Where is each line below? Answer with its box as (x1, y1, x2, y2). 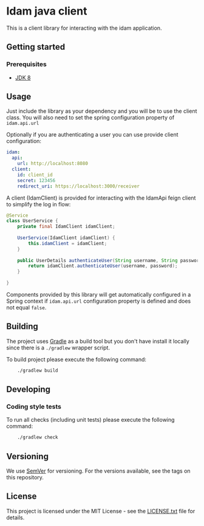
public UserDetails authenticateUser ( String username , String (17, 257, 178, 263)
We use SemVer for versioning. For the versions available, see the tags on (6, 467, 191, 474)
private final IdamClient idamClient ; (17, 223, 115, 230)
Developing (6, 384, 50, 395)
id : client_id (17, 172, 53, 178)
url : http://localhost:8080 (17, 161, 88, 167)
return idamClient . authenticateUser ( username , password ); (28, 263, 178, 269)
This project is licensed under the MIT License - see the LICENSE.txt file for (6, 507, 195, 514)
